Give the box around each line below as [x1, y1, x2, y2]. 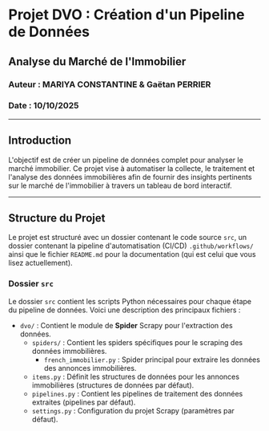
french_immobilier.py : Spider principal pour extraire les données [43, 355, 260, 364]
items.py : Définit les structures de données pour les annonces [31, 372, 240, 381]
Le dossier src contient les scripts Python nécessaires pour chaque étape [8, 296, 252, 306]
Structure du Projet [8, 211, 106, 225]
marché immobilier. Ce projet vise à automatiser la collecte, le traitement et [8, 163, 255, 173]
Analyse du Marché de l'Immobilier [8, 55, 187, 68]
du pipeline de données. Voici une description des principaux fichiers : [8, 305, 241, 315]
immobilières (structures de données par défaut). [31, 380, 195, 390]
